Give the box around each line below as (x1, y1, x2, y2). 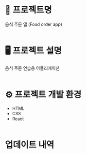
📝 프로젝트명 (5, 4, 52, 15)
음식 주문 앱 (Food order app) (5, 21, 62, 27)
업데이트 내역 (5, 139, 54, 150)
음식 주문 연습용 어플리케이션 (5, 65, 60, 71)
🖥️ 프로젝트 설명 (5, 46, 62, 56)
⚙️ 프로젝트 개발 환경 (5, 89, 82, 100)
